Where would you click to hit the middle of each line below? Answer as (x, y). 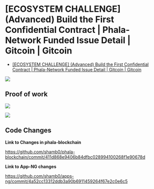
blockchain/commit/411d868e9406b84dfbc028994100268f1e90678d (75, 157)
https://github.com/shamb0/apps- (40, 176)
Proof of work (26, 94)
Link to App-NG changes (31, 166)
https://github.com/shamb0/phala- (40, 152)
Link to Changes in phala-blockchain (43, 142)
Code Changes (28, 130)
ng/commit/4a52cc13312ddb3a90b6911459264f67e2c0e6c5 (66, 181)
